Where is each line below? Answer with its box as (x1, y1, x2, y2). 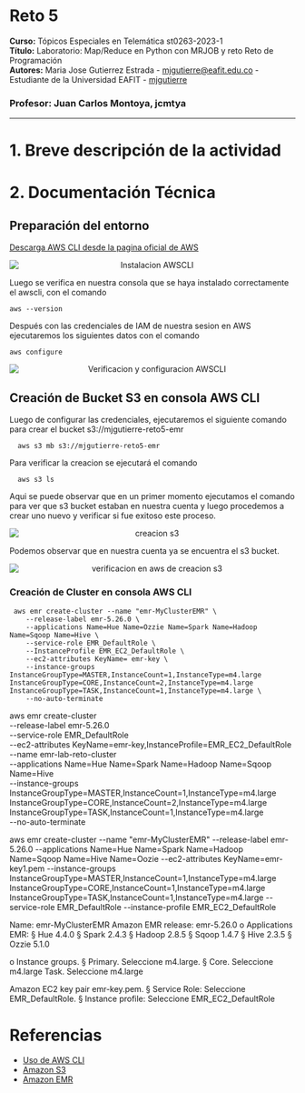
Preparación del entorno (9, 218, 150, 233)
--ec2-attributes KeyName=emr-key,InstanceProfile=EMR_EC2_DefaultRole (9, 738, 292, 750)
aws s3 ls (17, 475, 54, 485)
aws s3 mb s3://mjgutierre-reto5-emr (17, 442, 161, 451)
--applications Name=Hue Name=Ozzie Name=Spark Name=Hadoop (25, 622, 258, 632)
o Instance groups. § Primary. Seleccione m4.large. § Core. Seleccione (9, 956, 274, 967)
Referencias (9, 1025, 103, 1046)
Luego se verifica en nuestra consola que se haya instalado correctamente (9, 277, 290, 288)
